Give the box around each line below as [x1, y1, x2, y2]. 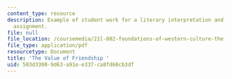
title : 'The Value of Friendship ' [7, 55, 110, 62]
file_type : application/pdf [7, 42, 88, 49]
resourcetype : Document [7, 49, 76, 56]
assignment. [13, 23, 48, 30]
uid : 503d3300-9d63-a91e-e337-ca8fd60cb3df [7, 61, 135, 68]
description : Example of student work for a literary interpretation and [7, 16, 224, 23]
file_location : [7, 36, 51, 43]
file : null [7, 29, 39, 36]
